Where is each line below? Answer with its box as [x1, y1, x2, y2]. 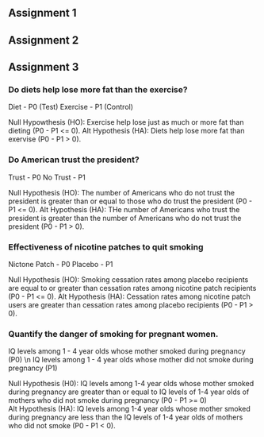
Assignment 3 [8, 60, 79, 74]
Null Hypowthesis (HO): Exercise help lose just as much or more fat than [8, 118, 244, 127]
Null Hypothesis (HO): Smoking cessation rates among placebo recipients [8, 275, 249, 284]
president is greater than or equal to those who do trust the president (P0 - [8, 196, 252, 206]
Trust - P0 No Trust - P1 [8, 172, 86, 182]
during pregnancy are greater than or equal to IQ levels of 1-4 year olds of [8, 387, 250, 396]
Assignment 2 [8, 33, 79, 47]
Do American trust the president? [8, 154, 140, 165]
